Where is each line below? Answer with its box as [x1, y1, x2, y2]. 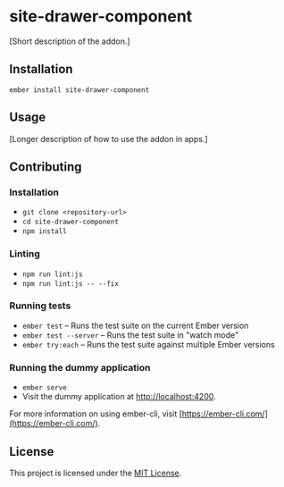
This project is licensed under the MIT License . [9, 467, 182, 478]
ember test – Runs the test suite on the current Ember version [21, 320, 249, 331]
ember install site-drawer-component [9, 85, 150, 95]
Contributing [9, 159, 82, 174]
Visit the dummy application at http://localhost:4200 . [21, 391, 216, 402]
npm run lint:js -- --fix [21, 279, 119, 288]
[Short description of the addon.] [9, 36, 131, 46]
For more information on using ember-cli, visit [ [9, 408, 183, 419]
